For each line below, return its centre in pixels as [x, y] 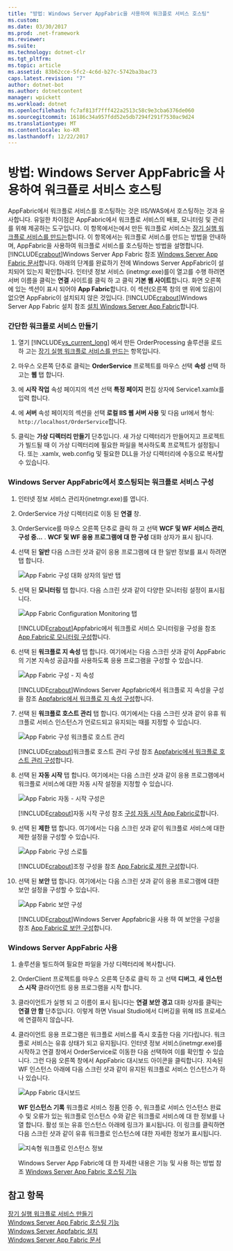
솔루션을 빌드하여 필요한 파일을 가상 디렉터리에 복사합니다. [97, 964]
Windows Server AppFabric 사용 [63, 947]
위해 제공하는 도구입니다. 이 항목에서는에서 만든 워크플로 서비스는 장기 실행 [116, 228]
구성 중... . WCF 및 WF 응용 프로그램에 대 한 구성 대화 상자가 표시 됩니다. [115, 537]
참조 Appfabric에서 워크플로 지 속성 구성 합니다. [89, 698]
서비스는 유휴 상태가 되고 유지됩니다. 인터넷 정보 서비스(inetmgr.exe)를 [127, 1043]
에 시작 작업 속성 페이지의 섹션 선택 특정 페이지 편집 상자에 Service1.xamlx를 [121, 389]
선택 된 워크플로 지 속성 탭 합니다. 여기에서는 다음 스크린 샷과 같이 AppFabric [122, 651]
